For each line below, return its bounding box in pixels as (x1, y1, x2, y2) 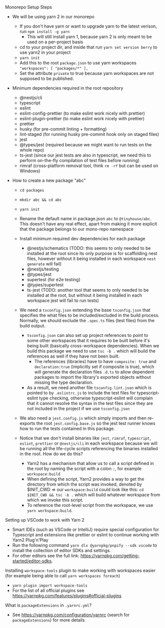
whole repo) (19, 147, 44, 153)
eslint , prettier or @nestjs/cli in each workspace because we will (19, 440, 158, 446)
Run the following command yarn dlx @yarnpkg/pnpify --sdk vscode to (12, 542, 158, 548)
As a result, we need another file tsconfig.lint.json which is (27, 385, 152, 391)
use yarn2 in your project (19, 49, 71, 55)
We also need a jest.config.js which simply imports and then (19, 415, 147, 421)
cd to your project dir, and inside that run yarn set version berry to (19, 44, 158, 50)
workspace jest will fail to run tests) (27, 297, 99, 303)
